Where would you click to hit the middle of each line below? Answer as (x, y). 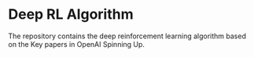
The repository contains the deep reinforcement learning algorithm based (127, 36)
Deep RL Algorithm (71, 14)
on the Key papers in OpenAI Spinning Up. (77, 44)
